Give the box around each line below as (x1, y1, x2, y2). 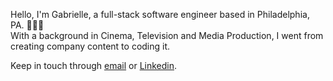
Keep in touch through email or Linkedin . (10, 60, 178, 71)
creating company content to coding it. (10, 40, 171, 52)
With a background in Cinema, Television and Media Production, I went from (10, 30, 324, 41)
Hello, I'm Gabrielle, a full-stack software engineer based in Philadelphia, (10, 9, 310, 20)
